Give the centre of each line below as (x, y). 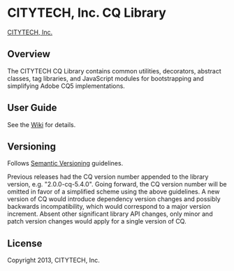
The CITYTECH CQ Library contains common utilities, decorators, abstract (114, 71)
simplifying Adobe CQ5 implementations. (66, 86)
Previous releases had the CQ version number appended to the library (108, 177)
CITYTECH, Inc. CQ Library (87, 13)
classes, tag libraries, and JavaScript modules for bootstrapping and (105, 78)
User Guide (32, 108)
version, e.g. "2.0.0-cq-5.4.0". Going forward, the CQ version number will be (117, 184)
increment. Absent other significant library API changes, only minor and (110, 214)
